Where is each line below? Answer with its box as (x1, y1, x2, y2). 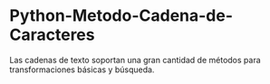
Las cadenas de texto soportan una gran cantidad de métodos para (9, 54, 261, 65)
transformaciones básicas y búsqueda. (9, 64, 155, 75)
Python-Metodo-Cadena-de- (9, 5, 234, 26)
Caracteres (9, 24, 95, 45)
